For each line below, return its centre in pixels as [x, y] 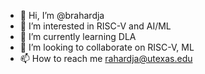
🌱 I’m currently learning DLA [78, 36]
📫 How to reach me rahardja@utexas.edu [106, 58]
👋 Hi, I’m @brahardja [62, 15]
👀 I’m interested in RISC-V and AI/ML [95, 26]
